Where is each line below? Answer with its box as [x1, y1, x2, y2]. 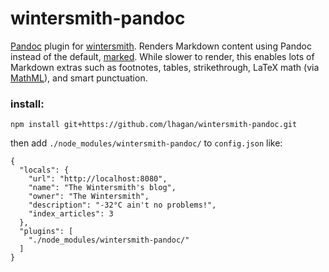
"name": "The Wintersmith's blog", [28, 183, 177, 193]
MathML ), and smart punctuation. [10, 72, 148, 84]
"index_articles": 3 [28, 209, 114, 219]
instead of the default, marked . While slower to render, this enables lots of [10, 50, 315, 62]
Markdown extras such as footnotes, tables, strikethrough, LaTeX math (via [10, 61, 320, 73]
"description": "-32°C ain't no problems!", [28, 200, 217, 211]
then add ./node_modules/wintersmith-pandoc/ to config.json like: [10, 137, 283, 149]
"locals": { [19, 165, 70, 176]
